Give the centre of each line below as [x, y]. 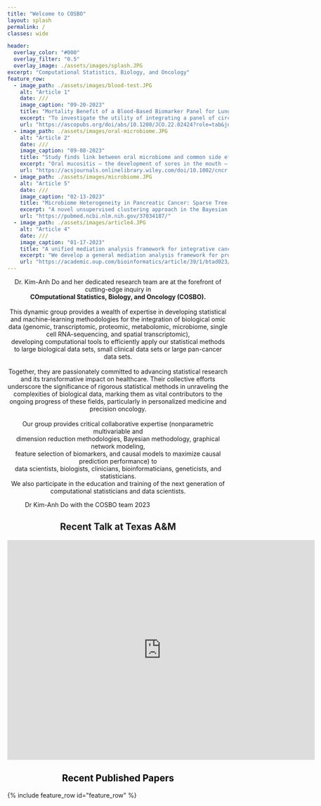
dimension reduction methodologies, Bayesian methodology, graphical [118, 439]
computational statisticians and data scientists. [118, 491]
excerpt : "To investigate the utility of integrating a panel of [118, 118]
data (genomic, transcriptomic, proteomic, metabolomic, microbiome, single [118, 327]
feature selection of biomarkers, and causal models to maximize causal [118, 454]
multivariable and [118, 431]
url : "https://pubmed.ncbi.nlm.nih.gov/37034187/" [96, 216]
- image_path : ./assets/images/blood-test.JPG [83, 85]
